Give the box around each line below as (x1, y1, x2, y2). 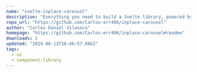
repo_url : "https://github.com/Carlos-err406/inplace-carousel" (6, 19, 167, 25)
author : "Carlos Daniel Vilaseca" (6, 24, 91, 31)
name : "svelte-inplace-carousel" (6, 8, 88, 15)
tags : (6, 46, 19, 52)
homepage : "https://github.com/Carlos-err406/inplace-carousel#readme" (6, 30, 185, 36)
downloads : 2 (6, 35, 38, 41)
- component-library (11, 57, 62, 63)
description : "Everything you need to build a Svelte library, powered (6, 14, 185, 20)
